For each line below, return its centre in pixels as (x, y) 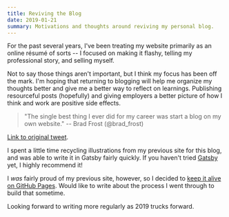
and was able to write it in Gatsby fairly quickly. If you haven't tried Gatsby (113, 158)
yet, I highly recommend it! (45, 165)
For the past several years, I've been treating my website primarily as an (109, 46)
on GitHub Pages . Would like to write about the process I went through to (111, 186)
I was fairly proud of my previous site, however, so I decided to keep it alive (114, 178)
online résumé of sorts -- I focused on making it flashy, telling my (100, 53)
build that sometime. (36, 193)
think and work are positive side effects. (64, 103)
